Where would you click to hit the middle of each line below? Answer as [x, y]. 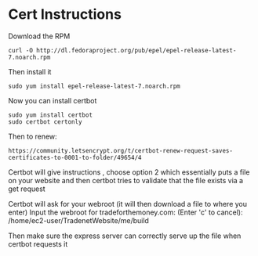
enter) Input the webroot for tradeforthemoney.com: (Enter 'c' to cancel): [125, 212]
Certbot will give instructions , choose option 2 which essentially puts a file [129, 172]
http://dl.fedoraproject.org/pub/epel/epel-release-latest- [136, 50]
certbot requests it [38, 243]
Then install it [30, 71]
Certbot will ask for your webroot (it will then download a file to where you [127, 204]
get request [27, 189]
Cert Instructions [65, 14]
